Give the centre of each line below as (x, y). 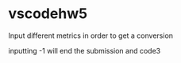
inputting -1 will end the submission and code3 (85, 50)
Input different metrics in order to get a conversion (90, 35)
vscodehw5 (48, 14)
